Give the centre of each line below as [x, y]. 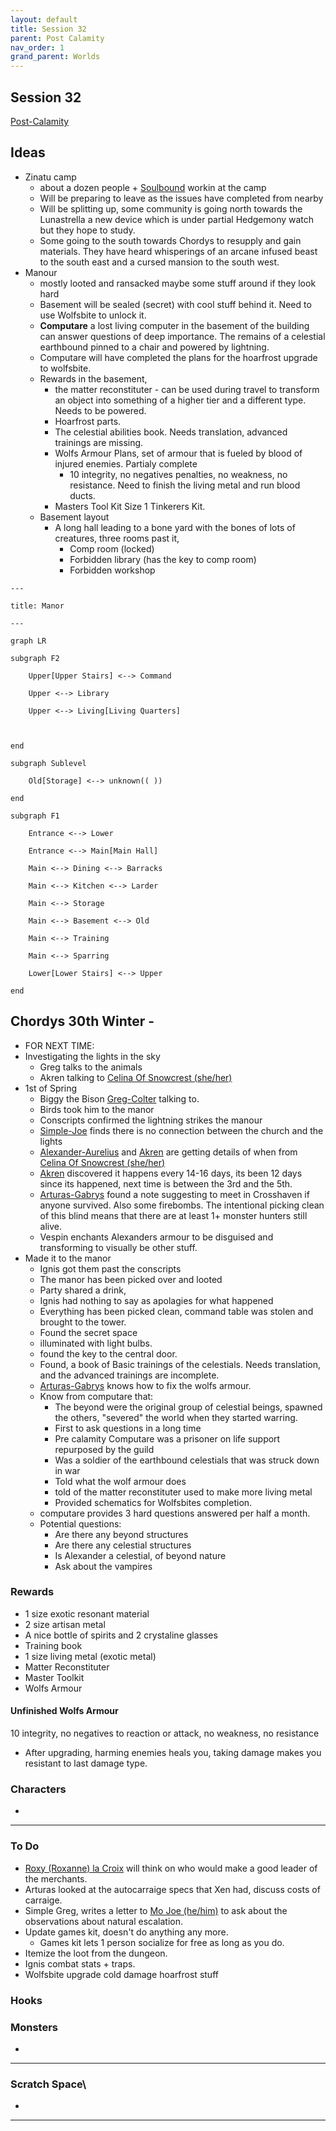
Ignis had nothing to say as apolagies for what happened [156, 1300]
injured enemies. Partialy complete [126, 463]
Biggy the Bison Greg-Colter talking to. [119, 1098]
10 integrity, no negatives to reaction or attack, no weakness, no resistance [165, 1733]
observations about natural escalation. [103, 1921]
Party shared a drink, [83, 1290]
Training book [53, 1645]
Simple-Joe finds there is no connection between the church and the [181, 1130]
